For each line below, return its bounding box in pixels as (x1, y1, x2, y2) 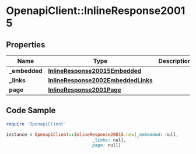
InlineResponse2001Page (48, 86, 121, 94)
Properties (6, 40, 45, 50)
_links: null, (92, 137, 127, 143)
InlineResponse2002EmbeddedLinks (48, 76, 153, 84)
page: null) (92, 142, 121, 148)
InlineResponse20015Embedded (48, 67, 142, 75)
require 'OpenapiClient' (6, 121, 66, 127)
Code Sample (6, 106, 56, 116)
